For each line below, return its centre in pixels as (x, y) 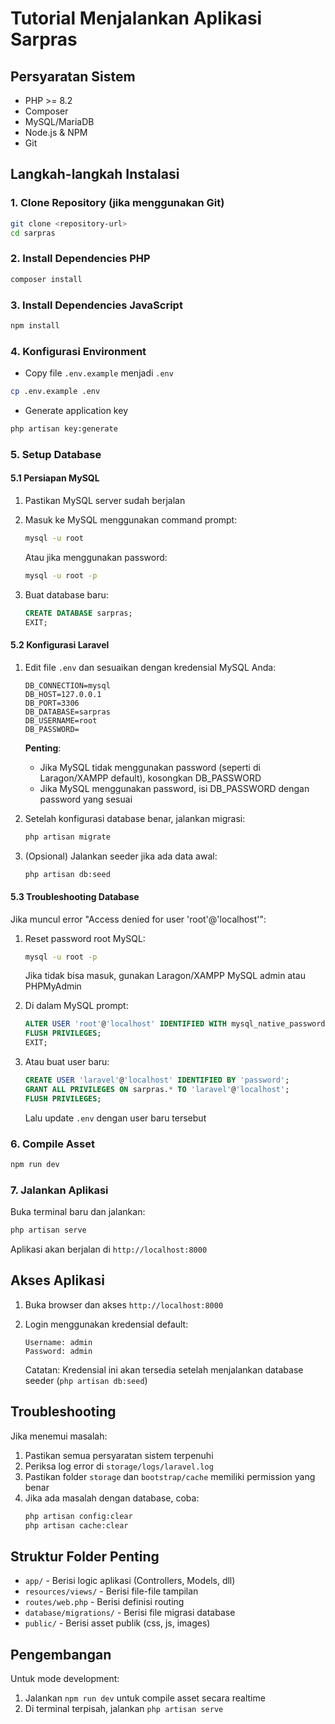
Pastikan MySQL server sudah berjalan (105, 500)
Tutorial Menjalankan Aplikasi (136, 18)
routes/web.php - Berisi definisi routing (104, 1602)
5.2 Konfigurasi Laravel (60, 645)
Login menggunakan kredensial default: (106, 1324)
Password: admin (58, 1351)
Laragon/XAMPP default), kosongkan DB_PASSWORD (150, 778)
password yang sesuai (86, 799)
